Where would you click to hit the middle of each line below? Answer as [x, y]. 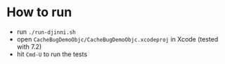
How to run [39, 12]
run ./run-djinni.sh [46, 32]
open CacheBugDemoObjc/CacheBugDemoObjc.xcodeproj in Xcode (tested [117, 39]
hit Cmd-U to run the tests [52, 54]
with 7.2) [29, 46]
